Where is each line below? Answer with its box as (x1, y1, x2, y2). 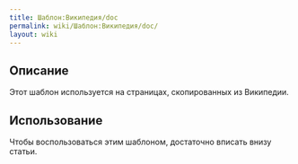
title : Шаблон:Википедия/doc (9, 13, 118, 22)
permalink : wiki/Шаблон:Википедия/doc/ (9, 22, 159, 30)
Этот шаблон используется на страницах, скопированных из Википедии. (9, 87, 289, 98)
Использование (9, 113, 103, 128)
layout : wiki (9, 30, 58, 39)
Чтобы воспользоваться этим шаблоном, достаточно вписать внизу (9, 136, 272, 147)
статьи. (9, 146, 38, 157)
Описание (9, 63, 69, 78)
